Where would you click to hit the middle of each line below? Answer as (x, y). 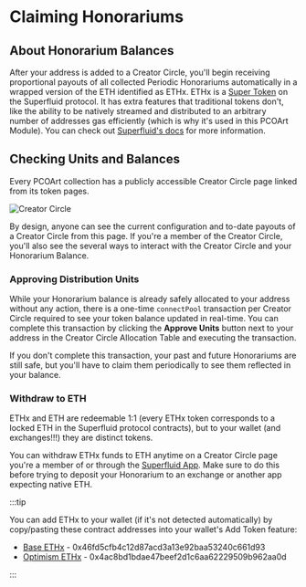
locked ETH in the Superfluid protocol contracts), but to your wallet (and (145, 428)
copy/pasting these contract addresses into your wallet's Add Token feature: (153, 529)
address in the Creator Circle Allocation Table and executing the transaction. (153, 338)
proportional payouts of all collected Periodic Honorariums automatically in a (153, 82)
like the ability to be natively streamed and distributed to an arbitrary (138, 111)
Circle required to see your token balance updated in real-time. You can (144, 319)
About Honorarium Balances (92, 51)
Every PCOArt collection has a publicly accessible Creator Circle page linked (153, 181)
